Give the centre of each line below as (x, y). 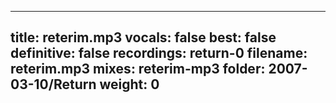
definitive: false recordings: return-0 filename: (159, 53)
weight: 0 (129, 84)
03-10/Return (53, 84)
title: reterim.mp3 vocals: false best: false (143, 37)
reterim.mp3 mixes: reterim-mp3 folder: (138, 69)
